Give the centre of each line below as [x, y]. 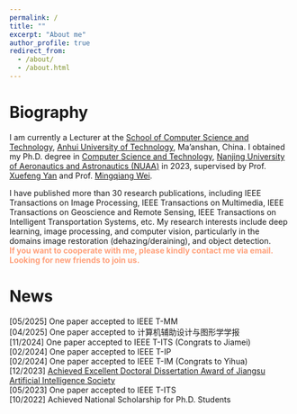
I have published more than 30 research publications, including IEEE [135, 193]
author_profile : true [50, 43]
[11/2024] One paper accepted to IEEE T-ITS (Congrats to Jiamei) [130, 342]
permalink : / [34, 18]
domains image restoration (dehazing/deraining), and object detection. [140, 240]
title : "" [28, 26]
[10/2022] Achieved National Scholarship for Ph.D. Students [120, 399]
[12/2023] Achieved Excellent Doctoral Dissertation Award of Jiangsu [137, 371]
